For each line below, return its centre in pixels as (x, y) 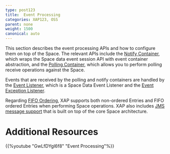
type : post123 (20, 10)
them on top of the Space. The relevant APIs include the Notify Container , (82, 54)
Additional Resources (52, 132)
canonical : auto (22, 34)
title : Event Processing (33, 15)
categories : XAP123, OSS (32, 19)
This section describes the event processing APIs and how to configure (80, 48)
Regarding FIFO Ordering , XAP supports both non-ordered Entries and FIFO (85, 100)
